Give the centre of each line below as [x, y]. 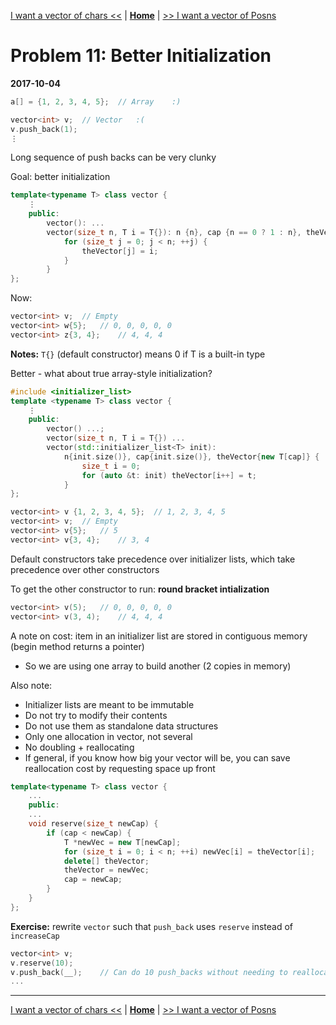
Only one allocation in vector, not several [108, 736]
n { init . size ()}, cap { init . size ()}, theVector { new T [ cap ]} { [191, 456]
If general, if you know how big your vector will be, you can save [157, 757]
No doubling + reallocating [79, 747]
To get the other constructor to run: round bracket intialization [140, 589]
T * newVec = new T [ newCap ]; [122, 842]
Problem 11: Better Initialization [141, 56]
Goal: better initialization [60, 177]
